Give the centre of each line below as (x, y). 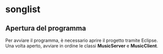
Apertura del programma (46, 28)
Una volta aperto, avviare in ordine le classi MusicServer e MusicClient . (82, 46)
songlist (23, 9)
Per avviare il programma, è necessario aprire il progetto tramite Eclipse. (81, 40)
